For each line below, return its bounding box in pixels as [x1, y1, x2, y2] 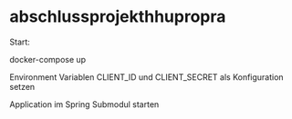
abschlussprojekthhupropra [9, 6, 226, 27]
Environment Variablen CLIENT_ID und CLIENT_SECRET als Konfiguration [9, 71, 285, 83]
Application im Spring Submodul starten [9, 98, 160, 110]
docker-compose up [9, 54, 87, 64]
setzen [9, 81, 36, 92]
